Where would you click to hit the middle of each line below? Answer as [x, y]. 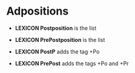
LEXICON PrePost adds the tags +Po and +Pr [72, 63]
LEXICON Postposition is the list [56, 28]
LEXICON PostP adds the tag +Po [57, 51]
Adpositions [38, 11]
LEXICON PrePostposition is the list [60, 40]
